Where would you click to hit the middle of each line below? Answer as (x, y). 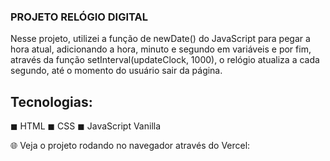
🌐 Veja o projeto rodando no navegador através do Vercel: (130, 146)
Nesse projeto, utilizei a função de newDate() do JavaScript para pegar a (160, 39)
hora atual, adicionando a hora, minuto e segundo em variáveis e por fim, (161, 49)
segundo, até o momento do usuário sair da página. (116, 71)
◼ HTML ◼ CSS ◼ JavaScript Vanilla (86, 126)
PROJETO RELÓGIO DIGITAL (79, 17)
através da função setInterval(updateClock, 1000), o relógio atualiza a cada (165, 60)
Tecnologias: (51, 101)
